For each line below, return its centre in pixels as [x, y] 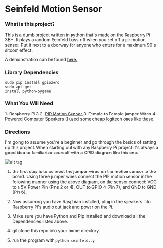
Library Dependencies [32, 73]
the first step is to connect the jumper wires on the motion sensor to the [84, 172]
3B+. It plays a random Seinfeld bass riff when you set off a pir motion [75, 40]
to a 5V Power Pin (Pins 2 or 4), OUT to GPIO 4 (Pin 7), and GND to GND [84, 187]
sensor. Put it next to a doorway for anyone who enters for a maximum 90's [81, 45]
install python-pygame [28, 91]
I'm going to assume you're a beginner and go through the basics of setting [81, 142]
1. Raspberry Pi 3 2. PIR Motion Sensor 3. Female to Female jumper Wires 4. [81, 114]
